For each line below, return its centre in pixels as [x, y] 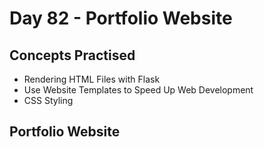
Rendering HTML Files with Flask [92, 79]
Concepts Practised [72, 55]
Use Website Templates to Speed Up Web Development [138, 90]
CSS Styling [48, 100]
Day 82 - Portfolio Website [121, 18]
